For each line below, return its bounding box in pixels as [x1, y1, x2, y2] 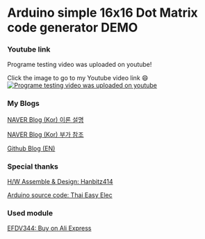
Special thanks [7, 162, 59, 171]
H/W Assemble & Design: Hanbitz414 [7, 178, 113, 186]
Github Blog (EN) [7, 144, 56, 153]
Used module [7, 208, 54, 217]
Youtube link [7, 45, 51, 54]
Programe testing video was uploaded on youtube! [7, 61, 152, 69]
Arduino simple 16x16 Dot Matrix [7, 5, 198, 21]
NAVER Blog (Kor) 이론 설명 [7, 115, 84, 123]
